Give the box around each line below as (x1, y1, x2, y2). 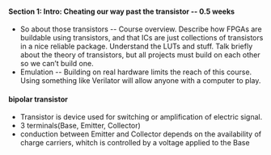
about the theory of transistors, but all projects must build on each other (19, 50, 260, 60)
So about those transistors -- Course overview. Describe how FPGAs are (19, 24, 262, 34)
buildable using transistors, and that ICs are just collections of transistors (19, 33, 264, 43)
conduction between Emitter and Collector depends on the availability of (19, 129, 261, 139)
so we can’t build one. (19, 59, 95, 69)
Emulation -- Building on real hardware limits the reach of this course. (19, 67, 252, 77)
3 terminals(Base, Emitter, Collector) (19, 121, 142, 131)
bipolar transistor (8, 94, 69, 104)
